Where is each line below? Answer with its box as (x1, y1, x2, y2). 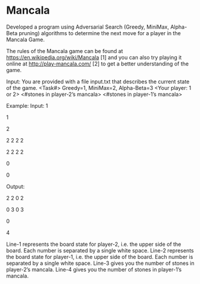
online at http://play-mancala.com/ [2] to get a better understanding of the (6, 60, 189, 67)
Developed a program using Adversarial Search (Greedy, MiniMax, (6, 23, 169, 30)
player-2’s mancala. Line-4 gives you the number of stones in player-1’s (6, 266, 182, 273)
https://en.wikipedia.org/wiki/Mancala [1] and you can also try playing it (6, 54, 182, 61)
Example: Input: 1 (6, 102, 48, 109)
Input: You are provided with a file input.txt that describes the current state (6, 78, 190, 85)
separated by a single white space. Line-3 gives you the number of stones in (6, 260, 195, 267)
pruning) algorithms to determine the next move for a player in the (19, 29, 181, 36)
